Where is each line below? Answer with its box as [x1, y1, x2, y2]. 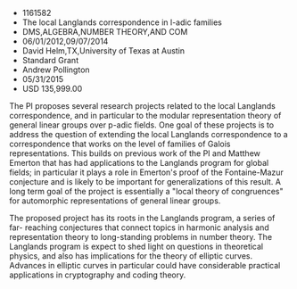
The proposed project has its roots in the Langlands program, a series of [9, 213, 276, 223]
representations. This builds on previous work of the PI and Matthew [9, 148, 261, 159]
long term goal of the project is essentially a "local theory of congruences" [9, 186, 284, 196]
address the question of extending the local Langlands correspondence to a [9, 129, 288, 139]
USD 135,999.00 [21, 84, 83, 94]
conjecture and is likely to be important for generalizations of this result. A [9, 177, 281, 186]
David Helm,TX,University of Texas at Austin [21, 45, 186, 56]
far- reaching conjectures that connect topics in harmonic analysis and [9, 222, 269, 233]
